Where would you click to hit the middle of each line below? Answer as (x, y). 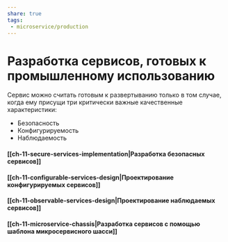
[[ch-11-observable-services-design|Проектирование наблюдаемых (111, 201)
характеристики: (32, 110)
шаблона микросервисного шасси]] (63, 231)
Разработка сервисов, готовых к (107, 61)
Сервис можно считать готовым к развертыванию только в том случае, (114, 95)
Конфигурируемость (48, 131)
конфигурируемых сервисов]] (54, 184)
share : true (24, 14)
